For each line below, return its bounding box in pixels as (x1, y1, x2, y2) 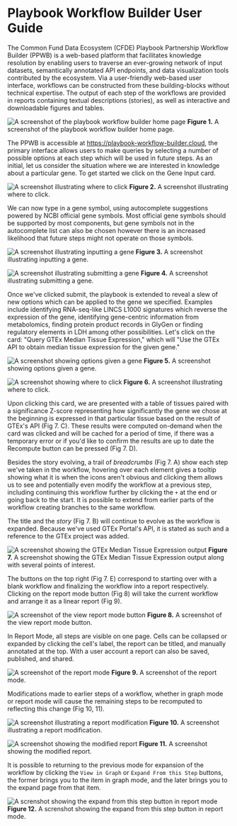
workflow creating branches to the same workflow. (7, 503, 156, 511)
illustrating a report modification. (7, 725, 103, 734)
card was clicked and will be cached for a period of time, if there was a (7, 429, 214, 437)
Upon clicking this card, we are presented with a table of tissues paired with (7, 399, 229, 407)
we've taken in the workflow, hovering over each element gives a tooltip (7, 465, 217, 474)
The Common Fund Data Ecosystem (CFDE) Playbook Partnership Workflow (7, 43, 229, 52)
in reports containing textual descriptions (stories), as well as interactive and (7, 96, 230, 104)
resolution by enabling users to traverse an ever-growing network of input (7, 58, 223, 67)
